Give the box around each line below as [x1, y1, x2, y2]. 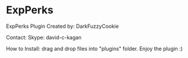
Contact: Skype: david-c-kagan [6, 34, 82, 41]
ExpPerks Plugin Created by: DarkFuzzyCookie [6, 23, 119, 30]
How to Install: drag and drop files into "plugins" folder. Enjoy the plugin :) [6, 45, 183, 52]
